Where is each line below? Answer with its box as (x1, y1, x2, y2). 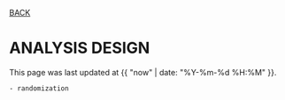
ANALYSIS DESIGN (9, 39, 150, 58)
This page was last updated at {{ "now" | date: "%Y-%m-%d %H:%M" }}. (9, 67, 277, 77)
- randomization (9, 83, 69, 93)
